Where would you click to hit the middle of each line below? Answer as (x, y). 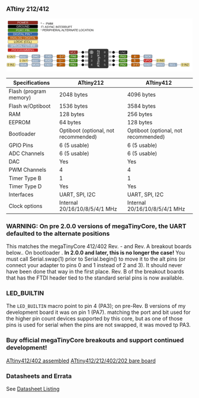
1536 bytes (73, 106)
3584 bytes (141, 106)
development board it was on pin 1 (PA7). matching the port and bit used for (98, 312)
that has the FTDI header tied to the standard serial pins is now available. (95, 278)
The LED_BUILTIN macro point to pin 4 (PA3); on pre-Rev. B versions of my (96, 306)
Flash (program (27, 91)
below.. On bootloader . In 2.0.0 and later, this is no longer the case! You (96, 253)
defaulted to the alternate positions (58, 233)
